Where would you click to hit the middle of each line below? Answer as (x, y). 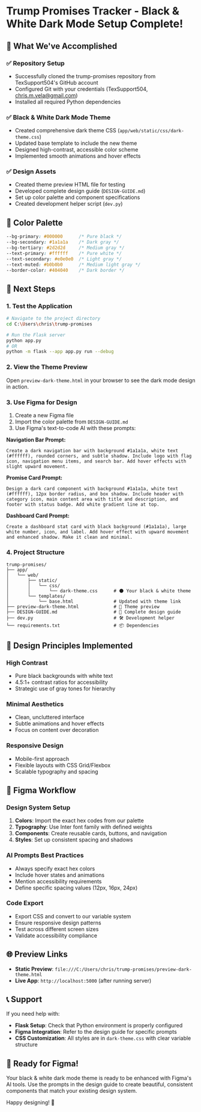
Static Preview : (34, 969)
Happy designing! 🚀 (31, 1102)
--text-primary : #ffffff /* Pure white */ (64, 253)
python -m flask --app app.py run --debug (60, 352)
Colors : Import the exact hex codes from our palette (79, 821)
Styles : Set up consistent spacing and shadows (74, 840)
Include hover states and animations (60, 875)
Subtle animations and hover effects (59, 723)
